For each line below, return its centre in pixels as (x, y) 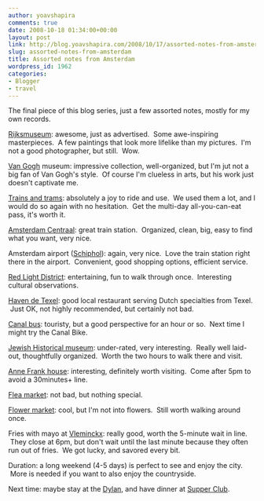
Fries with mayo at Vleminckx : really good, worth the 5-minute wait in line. (128, 433)
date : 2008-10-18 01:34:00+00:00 (63, 30)
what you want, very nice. (50, 238)
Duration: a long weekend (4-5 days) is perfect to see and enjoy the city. (126, 466)
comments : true (33, 23)
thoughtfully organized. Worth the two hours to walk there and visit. (132, 356)
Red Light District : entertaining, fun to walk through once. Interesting (120, 277)
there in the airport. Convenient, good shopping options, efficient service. (128, 262)
